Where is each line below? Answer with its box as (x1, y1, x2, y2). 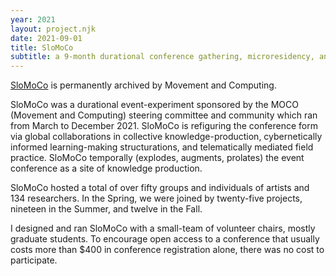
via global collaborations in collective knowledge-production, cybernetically (10, 131, 323, 143)
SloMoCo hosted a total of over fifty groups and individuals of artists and (10, 182, 310, 194)
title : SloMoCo (10, 42, 74, 53)
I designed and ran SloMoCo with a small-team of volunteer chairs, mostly (10, 222, 316, 235)
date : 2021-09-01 (10, 33, 83, 43)
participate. (10, 254, 58, 266)
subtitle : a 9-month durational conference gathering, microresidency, (10, 52, 315, 62)
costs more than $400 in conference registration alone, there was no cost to (10, 244, 325, 256)
